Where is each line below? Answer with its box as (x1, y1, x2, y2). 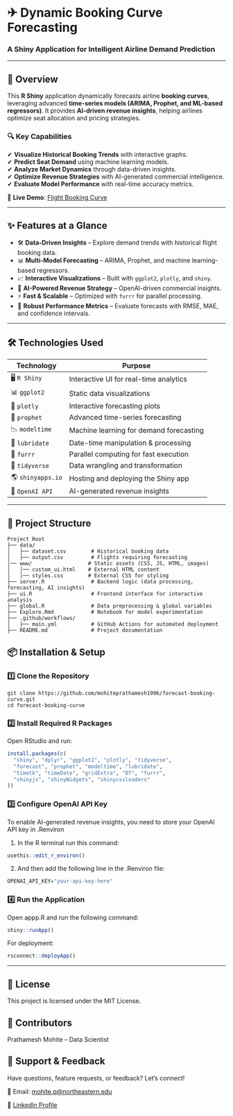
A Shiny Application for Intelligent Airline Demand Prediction (7, 44, 216, 54)
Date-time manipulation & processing (69, 438, 191, 448)
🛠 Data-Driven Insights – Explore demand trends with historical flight (17, 238, 217, 247)
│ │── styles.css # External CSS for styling (7, 572, 169, 579)
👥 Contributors (7, 1017, 73, 1028)
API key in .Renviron (7, 825, 64, 833)
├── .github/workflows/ (7, 615, 76, 622)
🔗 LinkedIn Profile (7, 1101, 58, 1109)
